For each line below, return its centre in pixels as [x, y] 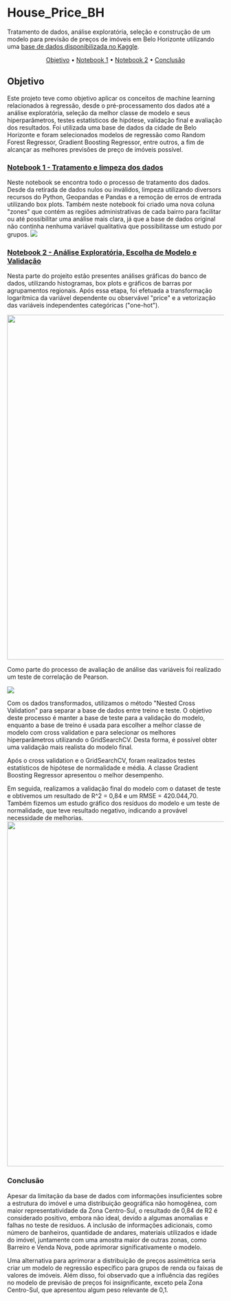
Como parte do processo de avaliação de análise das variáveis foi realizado [114, 670]
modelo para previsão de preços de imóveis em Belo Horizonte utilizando [111, 39]
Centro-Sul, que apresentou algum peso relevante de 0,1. [88, 1290]
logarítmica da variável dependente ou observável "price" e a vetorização [111, 298]
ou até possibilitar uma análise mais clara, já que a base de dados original [111, 219]
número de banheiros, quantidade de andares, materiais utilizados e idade [112, 1232]
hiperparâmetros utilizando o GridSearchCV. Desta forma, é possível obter [112, 740]
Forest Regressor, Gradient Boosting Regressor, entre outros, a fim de [106, 142]
